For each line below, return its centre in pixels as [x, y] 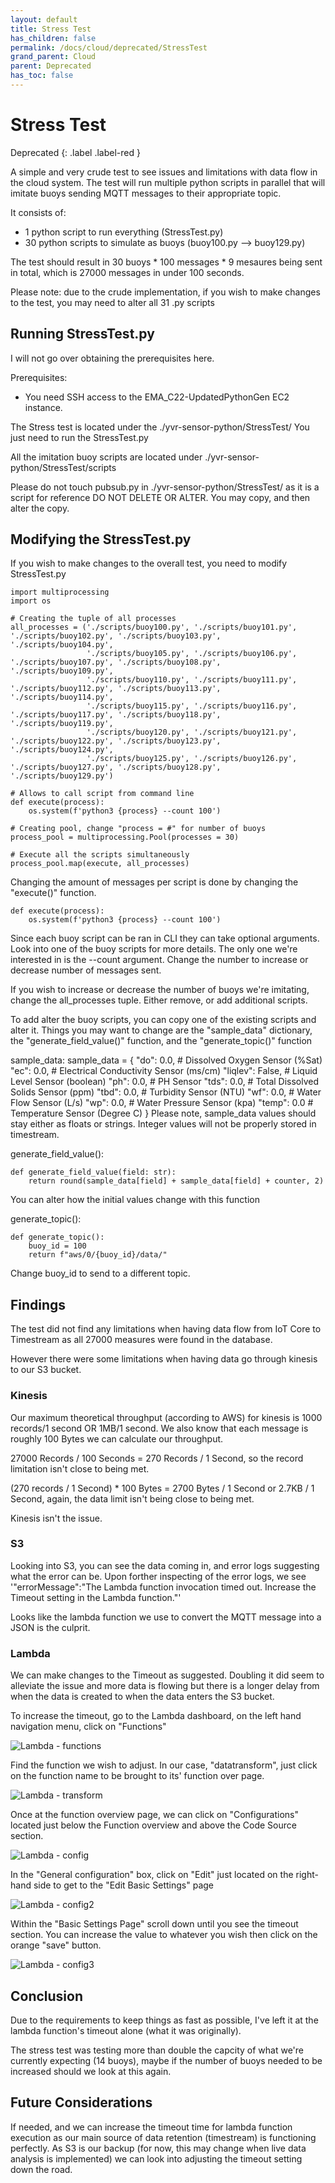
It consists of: [38, 212]
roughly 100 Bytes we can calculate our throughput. [117, 1438]
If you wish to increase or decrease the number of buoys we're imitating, [160, 990]
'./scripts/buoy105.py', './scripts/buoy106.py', [192, 654]
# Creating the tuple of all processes [93, 619]
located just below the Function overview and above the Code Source [153, 1825]
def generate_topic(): [57, 1237]
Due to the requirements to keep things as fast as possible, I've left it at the [164, 2020]
